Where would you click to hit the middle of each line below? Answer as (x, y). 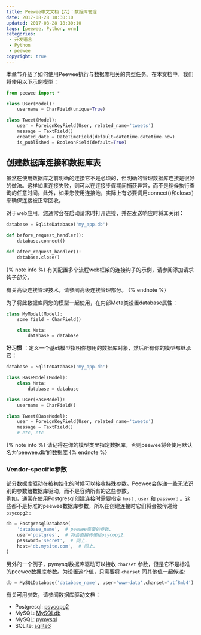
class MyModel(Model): (34, 314)
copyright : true (26, 56)
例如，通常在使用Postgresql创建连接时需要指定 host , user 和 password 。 (96, 498)
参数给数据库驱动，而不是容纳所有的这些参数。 (74, 491)
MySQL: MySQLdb (38, 613)
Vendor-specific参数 (36, 469)
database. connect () (41, 241)
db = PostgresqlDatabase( (38, 524)
